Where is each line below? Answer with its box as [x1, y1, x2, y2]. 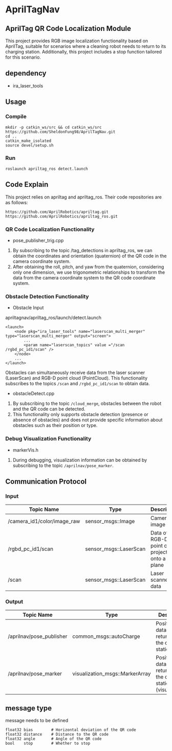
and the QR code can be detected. [12, 406, 85, 412]
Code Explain [5, 180, 49, 189]
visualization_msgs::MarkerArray [72, 670, 151, 677]
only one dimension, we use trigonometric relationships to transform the [12, 269, 165, 275]
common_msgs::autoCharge [72, 633, 140, 640]
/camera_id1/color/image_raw [8, 518, 80, 525]
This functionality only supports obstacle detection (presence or [12, 412, 148, 418]
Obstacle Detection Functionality [5, 293, 89, 300]
